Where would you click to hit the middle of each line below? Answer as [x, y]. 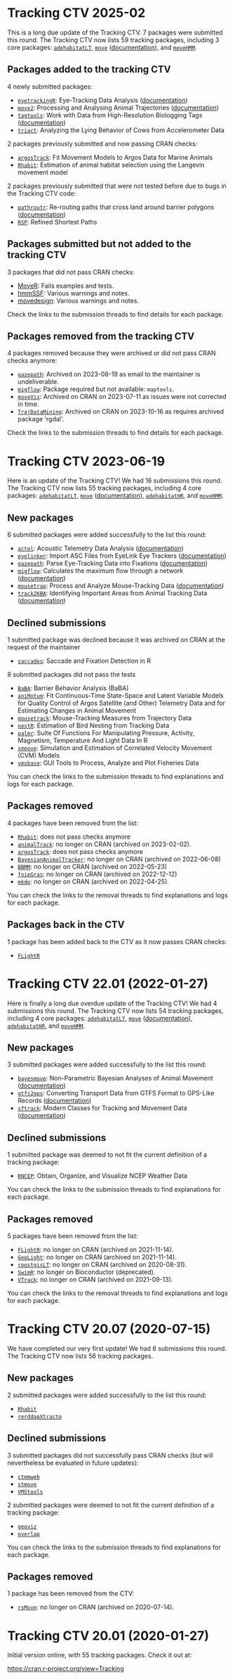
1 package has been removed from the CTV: [71, 1593]
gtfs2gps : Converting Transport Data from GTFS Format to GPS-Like [116, 1093]
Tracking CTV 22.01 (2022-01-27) [108, 984]
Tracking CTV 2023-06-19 [86, 461]
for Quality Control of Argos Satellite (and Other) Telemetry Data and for [121, 703]
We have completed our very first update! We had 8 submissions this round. [117, 1348]
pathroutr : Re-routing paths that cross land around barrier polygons [116, 207]
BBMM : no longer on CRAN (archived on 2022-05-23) [92, 866]
